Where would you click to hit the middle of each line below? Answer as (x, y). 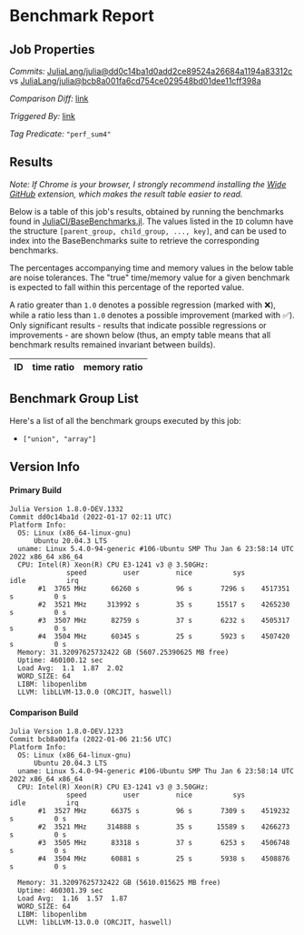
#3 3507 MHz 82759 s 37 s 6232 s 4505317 (164, 621)
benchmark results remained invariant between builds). (113, 344)
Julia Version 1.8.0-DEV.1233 (67, 732)
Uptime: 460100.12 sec (60, 660)
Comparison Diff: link (49, 98)
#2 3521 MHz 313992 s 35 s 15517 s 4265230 (164, 605)
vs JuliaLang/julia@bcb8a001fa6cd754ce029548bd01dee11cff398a (135, 81)
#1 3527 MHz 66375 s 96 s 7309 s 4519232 (164, 811)
